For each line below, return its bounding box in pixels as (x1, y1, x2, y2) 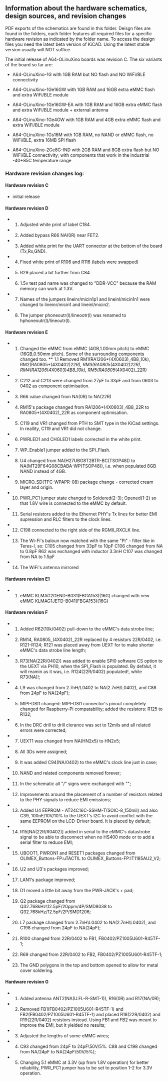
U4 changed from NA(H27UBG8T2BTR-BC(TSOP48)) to (19, 458, 135, 464)
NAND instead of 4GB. (19, 468, 66, 474)
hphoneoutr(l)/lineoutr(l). (19, 317, 71, 323)
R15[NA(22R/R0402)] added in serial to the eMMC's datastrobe (19, 828, 150, 834)
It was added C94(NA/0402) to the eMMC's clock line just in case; (19, 759, 157, 765)
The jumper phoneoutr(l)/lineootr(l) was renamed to (19, 312, 126, 318)
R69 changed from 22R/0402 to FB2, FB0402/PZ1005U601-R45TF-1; (19, 951, 162, 957)
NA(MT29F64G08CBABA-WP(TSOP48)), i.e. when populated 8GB (19, 463, 156, 469)
